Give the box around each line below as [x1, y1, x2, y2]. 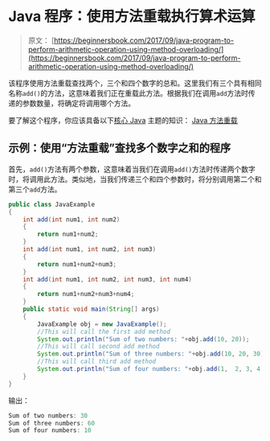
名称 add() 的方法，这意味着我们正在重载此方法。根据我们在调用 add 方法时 [8, 88, 249, 97]
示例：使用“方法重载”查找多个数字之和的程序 [8, 142, 231, 155]
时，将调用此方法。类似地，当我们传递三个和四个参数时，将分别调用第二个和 [8, 174, 262, 183]
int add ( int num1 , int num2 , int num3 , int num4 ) [22, 275, 193, 283]
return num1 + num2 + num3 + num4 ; [37, 291, 135, 299]
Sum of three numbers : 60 [8, 419, 95, 427]
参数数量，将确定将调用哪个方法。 [22, 98, 135, 108]
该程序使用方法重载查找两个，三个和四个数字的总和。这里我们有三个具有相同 [8, 78, 262, 88]
